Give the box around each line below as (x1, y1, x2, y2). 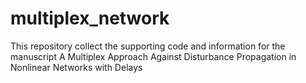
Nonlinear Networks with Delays (10, 61, 143, 73)
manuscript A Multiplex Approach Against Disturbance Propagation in (10, 50, 297, 62)
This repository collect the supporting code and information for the (10, 40, 286, 52)
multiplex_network (10, 7, 170, 30)
